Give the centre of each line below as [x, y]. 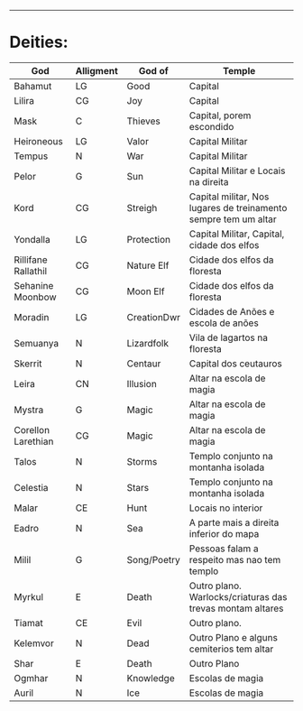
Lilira [24, 100]
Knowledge [151, 678]
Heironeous [38, 141]
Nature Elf [148, 265]
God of [153, 70]
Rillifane [31, 260]
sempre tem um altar [233, 219]
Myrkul [28, 596]
